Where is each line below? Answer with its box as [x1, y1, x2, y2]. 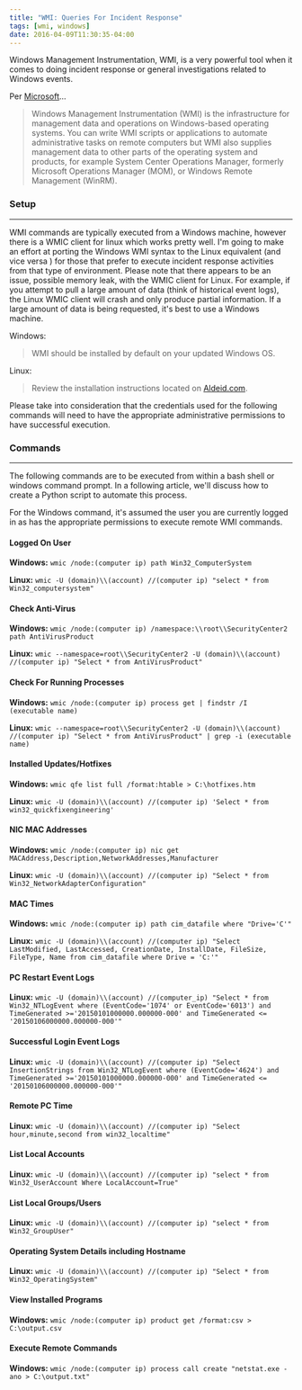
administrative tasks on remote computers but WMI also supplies [31, 137, 272, 148]
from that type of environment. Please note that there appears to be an [9, 265, 271, 275]
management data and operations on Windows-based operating [31, 118, 270, 129]
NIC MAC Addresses [9, 824, 88, 835]
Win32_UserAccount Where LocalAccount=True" [9, 1179, 179, 1188]
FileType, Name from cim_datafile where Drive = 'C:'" [9, 953, 219, 963]
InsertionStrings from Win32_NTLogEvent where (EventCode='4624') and [9, 1065, 280, 1075]
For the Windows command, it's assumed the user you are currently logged [9, 507, 289, 517]
